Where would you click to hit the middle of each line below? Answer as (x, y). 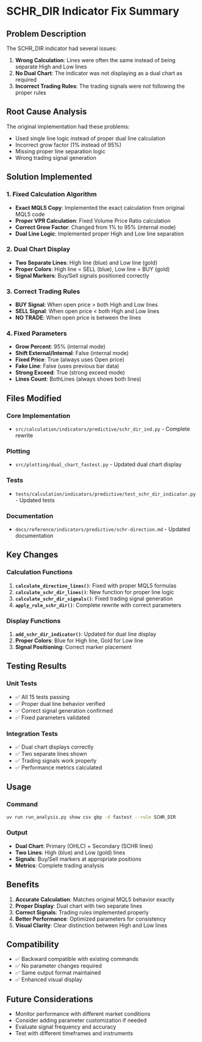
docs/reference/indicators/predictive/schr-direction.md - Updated (103, 529)
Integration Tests (32, 733)
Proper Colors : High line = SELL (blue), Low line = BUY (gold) (92, 269)
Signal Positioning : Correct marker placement (73, 647)
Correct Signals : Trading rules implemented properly (82, 912)
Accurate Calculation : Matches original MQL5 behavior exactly (95, 899)
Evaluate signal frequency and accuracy (66, 1027)
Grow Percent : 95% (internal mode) (60, 347)
